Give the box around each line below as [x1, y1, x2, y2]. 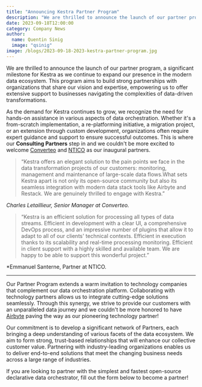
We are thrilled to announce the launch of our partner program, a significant [6, 64, 194, 72]
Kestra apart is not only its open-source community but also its [20, 177, 177, 184]
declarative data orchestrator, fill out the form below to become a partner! [6, 374, 189, 381]
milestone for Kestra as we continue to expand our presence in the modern [6, 70, 192, 78]
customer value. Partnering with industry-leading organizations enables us [6, 343, 191, 350]
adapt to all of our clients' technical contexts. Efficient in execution [20, 232, 186, 239]
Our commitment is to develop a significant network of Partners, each [6, 324, 179, 331]
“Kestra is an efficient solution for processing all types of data [20, 213, 174, 220]
